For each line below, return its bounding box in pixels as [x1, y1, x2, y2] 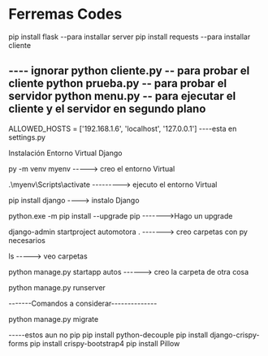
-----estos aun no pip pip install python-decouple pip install [8, 330, 209, 340]
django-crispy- [210, 330, 260, 340]
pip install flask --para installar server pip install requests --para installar [8, 32, 251, 41]
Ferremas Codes [8, 5, 123, 24]
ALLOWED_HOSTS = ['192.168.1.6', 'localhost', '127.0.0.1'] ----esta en [8, 124, 237, 133]
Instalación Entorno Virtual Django [8, 148, 123, 158]
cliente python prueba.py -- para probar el [8, 76, 227, 90]
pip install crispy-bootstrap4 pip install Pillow [29, 338, 180, 348]
